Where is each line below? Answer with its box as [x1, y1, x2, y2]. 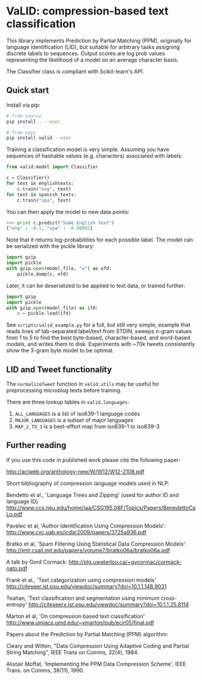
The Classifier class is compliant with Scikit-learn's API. [6, 67, 145, 75]
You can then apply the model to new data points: [6, 208, 130, 215]
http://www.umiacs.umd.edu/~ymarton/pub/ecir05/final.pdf [6, 619, 155, 626]
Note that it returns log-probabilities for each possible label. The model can [6, 236, 194, 243]
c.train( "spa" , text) [17, 197, 71, 203]
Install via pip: [6, 101, 41, 108]
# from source [6, 113, 42, 119]
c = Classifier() [6, 175, 50, 181]
